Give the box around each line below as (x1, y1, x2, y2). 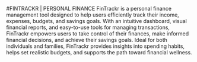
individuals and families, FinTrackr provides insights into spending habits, (6, 43, 185, 50)
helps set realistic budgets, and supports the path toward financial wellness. (6, 49, 192, 56)
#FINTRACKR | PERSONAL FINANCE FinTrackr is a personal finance (6, 5, 172, 12)
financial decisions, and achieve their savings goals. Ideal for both (6, 37, 168, 43)
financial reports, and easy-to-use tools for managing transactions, (6, 24, 170, 31)
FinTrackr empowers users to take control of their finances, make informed (6, 30, 189, 37)
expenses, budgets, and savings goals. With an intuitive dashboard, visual (6, 18, 187, 24)
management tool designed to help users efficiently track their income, (6, 11, 179, 18)
